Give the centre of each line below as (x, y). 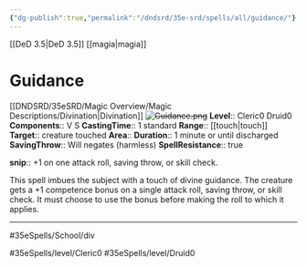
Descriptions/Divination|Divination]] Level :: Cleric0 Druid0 (151, 116)
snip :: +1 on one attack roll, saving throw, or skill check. (114, 162)
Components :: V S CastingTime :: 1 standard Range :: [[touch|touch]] (138, 125)
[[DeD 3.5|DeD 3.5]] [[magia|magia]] (78, 44)
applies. (24, 209)
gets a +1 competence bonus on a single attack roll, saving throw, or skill (146, 190)
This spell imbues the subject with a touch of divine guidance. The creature (151, 180)
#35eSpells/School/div (53, 235)
